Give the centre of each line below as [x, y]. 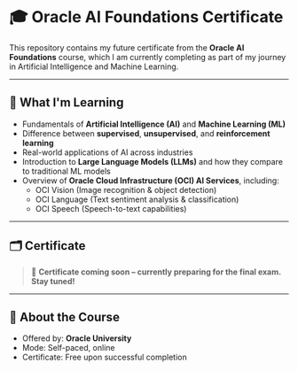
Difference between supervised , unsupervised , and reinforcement [146, 133]
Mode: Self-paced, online [68, 348]
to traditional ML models [66, 171]
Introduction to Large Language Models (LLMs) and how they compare [153, 161]
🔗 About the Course [64, 317]
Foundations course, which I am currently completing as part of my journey [148, 57]
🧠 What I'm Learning [67, 103]
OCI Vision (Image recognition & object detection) [126, 189]
